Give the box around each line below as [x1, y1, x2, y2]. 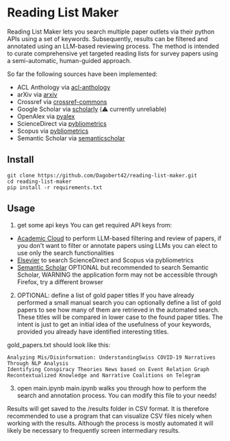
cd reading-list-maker [7, 178, 72, 185]
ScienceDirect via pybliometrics [16, 119, 107, 127]
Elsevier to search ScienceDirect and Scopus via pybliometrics [16, 255, 194, 264]
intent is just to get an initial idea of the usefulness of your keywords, [16, 320, 212, 328]
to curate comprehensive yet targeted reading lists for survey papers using [7, 49, 218, 58]
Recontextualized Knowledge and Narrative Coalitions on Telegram [7, 372, 201, 379]
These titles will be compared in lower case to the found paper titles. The [16, 313, 223, 321]
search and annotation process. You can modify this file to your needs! [16, 391, 217, 399]
